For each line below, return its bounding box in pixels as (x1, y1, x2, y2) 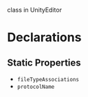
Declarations (7, 30, 82, 45)
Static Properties (7, 57, 81, 68)
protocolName (16, 83, 55, 90)
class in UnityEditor (7, 6, 62, 14)
